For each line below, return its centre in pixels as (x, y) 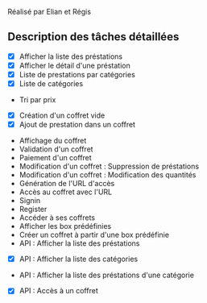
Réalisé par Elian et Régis (50, 12)
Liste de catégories (51, 83)
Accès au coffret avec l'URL (66, 192)
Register (33, 210)
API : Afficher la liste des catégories (79, 259)
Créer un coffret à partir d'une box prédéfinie (94, 235)
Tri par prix (37, 100)
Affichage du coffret (53, 141)
